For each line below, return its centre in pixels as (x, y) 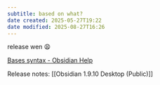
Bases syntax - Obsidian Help (50, 60)
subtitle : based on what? (45, 14)
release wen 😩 (29, 47)
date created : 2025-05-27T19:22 (54, 20)
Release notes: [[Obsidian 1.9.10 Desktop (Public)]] (80, 74)
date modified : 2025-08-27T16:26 (56, 27)
